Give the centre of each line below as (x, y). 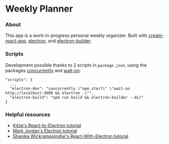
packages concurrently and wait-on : (43, 70)
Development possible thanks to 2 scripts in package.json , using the (76, 65)
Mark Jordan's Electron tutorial (45, 131)
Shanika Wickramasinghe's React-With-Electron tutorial (70, 136)
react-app (16, 41)
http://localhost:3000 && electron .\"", (50, 93)
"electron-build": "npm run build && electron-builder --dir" (77, 97)
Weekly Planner (39, 9)
